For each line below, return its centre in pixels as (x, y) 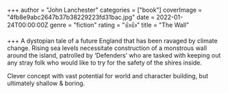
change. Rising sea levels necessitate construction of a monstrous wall (107, 48)
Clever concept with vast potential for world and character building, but (108, 76)
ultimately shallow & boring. (46, 83)
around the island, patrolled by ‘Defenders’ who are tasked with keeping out (114, 55)
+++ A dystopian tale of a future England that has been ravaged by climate (112, 41)
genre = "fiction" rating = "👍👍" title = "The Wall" (119, 25)
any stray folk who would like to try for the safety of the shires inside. (104, 62)
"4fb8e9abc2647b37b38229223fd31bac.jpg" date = (81, 17)
